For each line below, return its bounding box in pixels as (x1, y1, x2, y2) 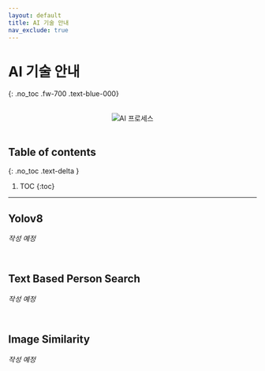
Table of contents (8, 145, 96, 158)
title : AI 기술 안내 (8, 19, 69, 27)
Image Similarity (8, 332, 91, 347)
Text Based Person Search (8, 273, 140, 286)
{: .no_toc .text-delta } (8, 166, 80, 176)
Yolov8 (8, 212, 43, 225)
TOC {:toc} (19, 182, 55, 191)
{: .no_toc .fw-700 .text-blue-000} (8, 89, 120, 98)
